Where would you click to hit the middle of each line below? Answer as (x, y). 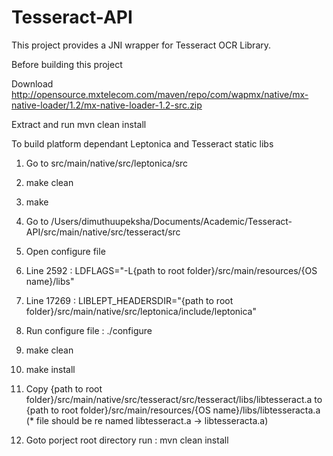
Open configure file (65, 251)
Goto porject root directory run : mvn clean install (127, 440)
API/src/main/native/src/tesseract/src (103, 232)
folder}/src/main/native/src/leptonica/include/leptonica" (141, 311)
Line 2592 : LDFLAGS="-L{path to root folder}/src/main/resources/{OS (171, 270)
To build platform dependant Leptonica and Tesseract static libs (142, 143)
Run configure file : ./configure (89, 330)
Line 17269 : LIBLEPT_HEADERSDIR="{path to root (129, 300)
